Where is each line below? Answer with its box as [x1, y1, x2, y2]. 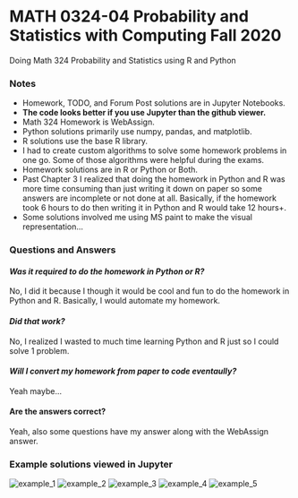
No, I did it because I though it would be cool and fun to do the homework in [9, 286, 290, 296]
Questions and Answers [9, 244, 116, 256]
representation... [21, 221, 83, 232]
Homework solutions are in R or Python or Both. [21, 164, 199, 176]
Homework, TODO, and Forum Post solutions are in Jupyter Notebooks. [21, 98, 286, 108]
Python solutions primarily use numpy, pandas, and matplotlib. [21, 126, 252, 137]
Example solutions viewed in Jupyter [9, 458, 173, 470]
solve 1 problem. [9, 345, 70, 356]
